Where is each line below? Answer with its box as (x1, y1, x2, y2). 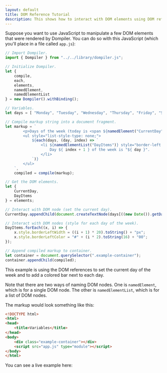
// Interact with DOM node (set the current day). (5, 207, 112, 212)
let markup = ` (5, 124, 37, 129)
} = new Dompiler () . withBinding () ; (5, 97, 79, 102)
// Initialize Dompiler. (5, 64, 57, 69)
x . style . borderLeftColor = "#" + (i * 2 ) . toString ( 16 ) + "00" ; (14, 235, 148, 240)
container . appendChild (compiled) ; (5, 258, 77, 263)
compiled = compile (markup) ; (14, 170, 75, 175)
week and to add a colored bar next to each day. (5, 272, 104, 278)
